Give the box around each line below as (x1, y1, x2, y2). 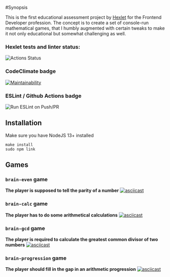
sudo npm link (5, 146, 36, 152)
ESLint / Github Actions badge (5, 92, 82, 99)
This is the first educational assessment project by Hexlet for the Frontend (5, 14, 162, 20)
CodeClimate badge (5, 68, 56, 75)
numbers (5, 242, 25, 248)
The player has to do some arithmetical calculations (5, 212, 118, 218)
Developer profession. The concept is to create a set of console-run (5, 20, 149, 26)
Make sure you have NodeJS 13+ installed (5, 132, 94, 138)
